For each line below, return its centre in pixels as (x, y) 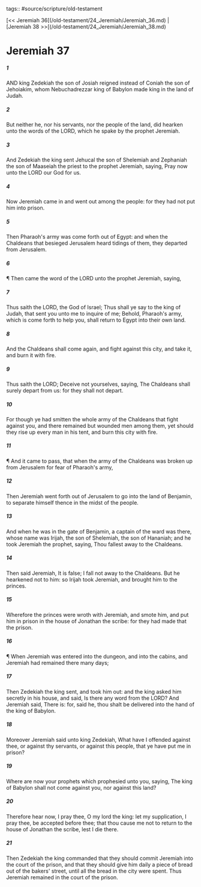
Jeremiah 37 (38, 51)
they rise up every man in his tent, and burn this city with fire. (82, 432)
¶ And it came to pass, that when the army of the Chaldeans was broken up (100, 461)
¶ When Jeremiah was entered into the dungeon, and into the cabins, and (97, 656)
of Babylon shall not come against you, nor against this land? (81, 787)
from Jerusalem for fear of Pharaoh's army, (60, 467)
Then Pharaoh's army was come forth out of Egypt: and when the (87, 237)
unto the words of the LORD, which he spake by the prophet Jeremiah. (93, 131)
